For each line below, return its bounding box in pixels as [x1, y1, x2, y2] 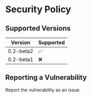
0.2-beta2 [8, 47, 34, 55]
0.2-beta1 [8, 56, 34, 63]
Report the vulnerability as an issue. [5, 87, 81, 93]
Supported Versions [5, 24, 71, 33]
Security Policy [5, 4, 72, 15]
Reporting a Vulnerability [5, 73, 87, 82]
